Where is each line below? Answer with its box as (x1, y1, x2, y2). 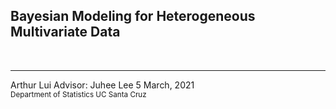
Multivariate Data (10, 24, 121, 41)
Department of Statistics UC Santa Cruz (10, 89, 147, 99)
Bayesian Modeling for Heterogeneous (10, 8, 256, 25)
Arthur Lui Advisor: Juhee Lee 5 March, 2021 (10, 79, 195, 91)
